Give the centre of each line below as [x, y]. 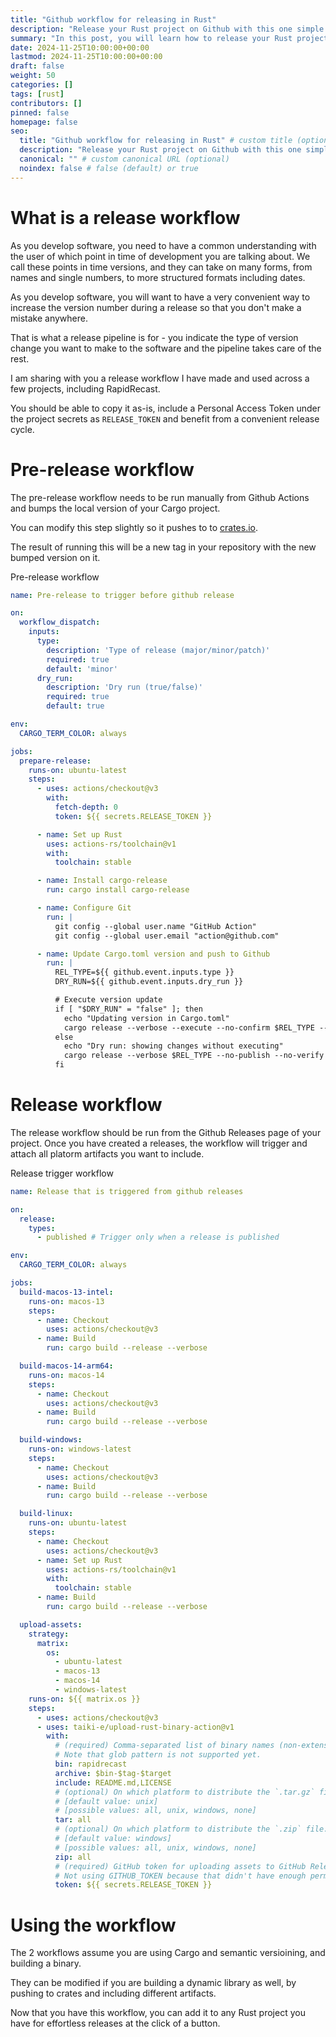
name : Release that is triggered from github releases [127, 1191]
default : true [75, 706]
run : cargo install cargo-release [118, 890]
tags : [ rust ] [37, 94]
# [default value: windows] [113, 1839]
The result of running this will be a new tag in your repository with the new [163, 547]
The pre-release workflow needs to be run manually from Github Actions [160, 497]
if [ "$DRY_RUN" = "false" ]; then [128, 1009]
